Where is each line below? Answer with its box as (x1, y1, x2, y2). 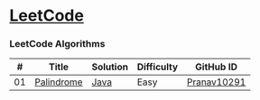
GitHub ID (195, 60, 237, 73)
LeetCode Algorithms (9, 38, 106, 50)
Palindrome (34, 76, 83, 88)
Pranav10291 (186, 76, 246, 88)
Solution (91, 60, 129, 73)
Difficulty (136, 60, 179, 73)
